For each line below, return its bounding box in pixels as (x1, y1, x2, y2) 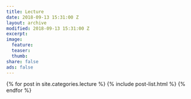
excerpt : (6, 31, 28, 37)
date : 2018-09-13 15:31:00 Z (6, 14, 79, 20)
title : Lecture (6, 8, 44, 15)
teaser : (11, 48, 31, 54)
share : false (6, 58, 39, 64)
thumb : (11, 53, 28, 59)
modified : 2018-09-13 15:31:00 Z (6, 25, 90, 32)
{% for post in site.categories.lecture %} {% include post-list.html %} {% (6, 81, 186, 88)
